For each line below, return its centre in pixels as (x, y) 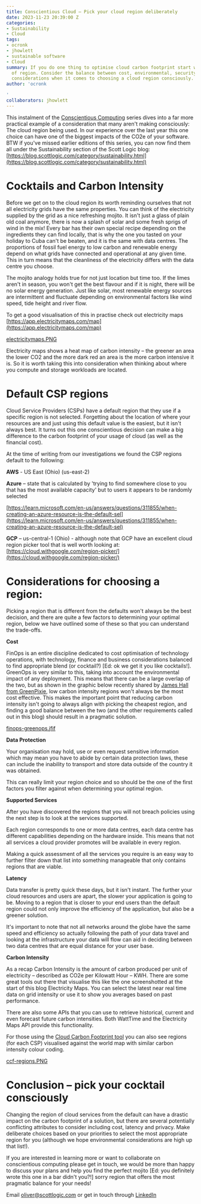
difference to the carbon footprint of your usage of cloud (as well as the (95, 436)
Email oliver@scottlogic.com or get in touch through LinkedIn (81, 1194)
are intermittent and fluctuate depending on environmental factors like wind (99, 297)
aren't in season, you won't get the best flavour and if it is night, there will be (100, 284)
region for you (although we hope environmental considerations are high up (99, 1139)
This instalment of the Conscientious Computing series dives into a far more (100, 117)
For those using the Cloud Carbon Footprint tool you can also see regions (97, 1037)
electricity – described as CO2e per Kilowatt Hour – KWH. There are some (97, 975)
